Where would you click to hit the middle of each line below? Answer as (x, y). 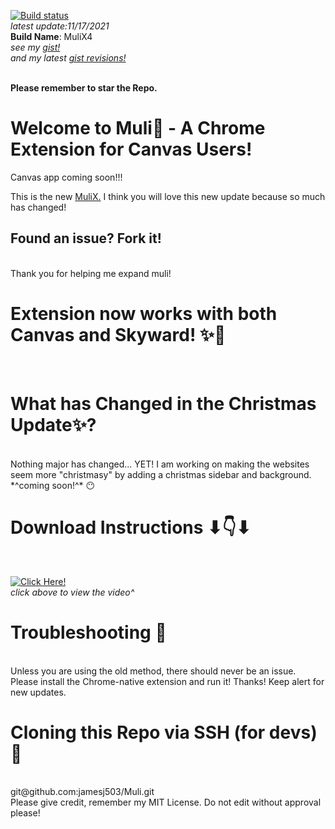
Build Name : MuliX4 (51, 36)
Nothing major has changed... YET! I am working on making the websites (160, 464)
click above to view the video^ (72, 592)
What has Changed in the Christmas (163, 403)
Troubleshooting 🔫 (88, 632)
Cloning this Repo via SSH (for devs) (164, 732)
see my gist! (35, 47)
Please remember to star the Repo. (84, 88)
